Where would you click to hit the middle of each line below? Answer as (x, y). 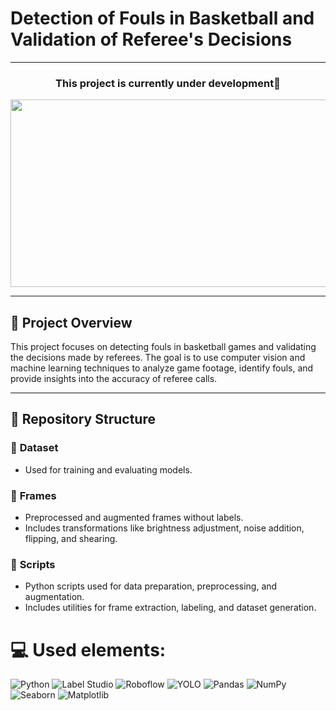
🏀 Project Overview (71, 322)
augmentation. (54, 597)
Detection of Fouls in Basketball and (162, 18)
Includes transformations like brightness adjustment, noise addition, (164, 528)
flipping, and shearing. (71, 539)
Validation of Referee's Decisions (151, 39)
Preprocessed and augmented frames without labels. (134, 518)
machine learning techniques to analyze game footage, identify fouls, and (162, 368)
